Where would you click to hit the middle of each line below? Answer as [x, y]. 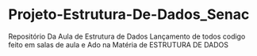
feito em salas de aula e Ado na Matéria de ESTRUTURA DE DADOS [118, 44]
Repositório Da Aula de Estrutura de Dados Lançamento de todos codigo [127, 36]
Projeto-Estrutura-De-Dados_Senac [129, 15]
